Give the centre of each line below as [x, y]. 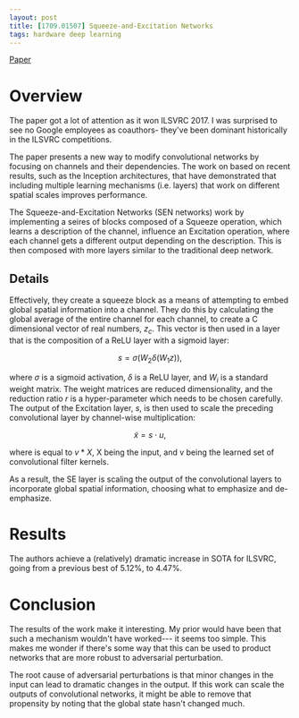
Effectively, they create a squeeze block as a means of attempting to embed [149, 300]
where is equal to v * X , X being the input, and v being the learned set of [142, 452]
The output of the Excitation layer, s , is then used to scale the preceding [141, 407]
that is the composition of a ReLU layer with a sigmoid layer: [119, 340]
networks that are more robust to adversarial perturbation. [116, 658]
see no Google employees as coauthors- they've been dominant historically [149, 130]
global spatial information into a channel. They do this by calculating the [141, 310]
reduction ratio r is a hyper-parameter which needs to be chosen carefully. [146, 398]
